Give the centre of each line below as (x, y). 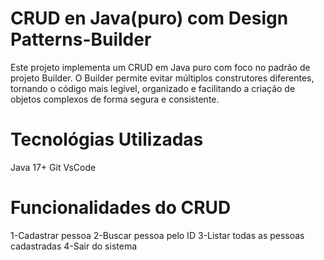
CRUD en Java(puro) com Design (149, 18)
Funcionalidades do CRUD (121, 208)
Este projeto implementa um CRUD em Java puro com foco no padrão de (160, 67)
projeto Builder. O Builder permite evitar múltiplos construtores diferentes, (162, 78)
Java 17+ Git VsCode (53, 167)
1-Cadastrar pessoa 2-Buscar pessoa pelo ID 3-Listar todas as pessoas (157, 235)
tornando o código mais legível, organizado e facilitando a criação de (153, 88)
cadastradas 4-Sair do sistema (74, 246)
